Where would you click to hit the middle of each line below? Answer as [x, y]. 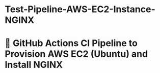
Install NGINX [34, 65]
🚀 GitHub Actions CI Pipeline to [71, 43]
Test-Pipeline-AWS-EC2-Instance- [80, 9]
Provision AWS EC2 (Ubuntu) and [76, 54]
